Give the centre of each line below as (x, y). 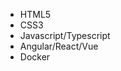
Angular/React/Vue (59, 46)
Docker (35, 57)
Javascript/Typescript (65, 35)
